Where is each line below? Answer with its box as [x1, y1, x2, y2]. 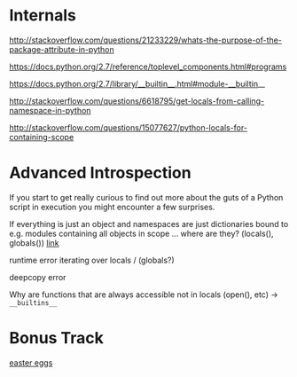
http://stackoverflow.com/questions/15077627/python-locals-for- [9, 122, 248, 133]
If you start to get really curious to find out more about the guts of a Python [9, 192, 284, 202]
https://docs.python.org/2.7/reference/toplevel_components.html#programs [9, 61, 287, 72]
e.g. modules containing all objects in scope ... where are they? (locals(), [9, 228, 274, 239]
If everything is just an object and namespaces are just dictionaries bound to [9, 218, 289, 229]
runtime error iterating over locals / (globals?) [9, 255, 175, 265]
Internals [9, 5, 77, 26]
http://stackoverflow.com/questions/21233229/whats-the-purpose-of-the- [9, 35, 282, 45]
